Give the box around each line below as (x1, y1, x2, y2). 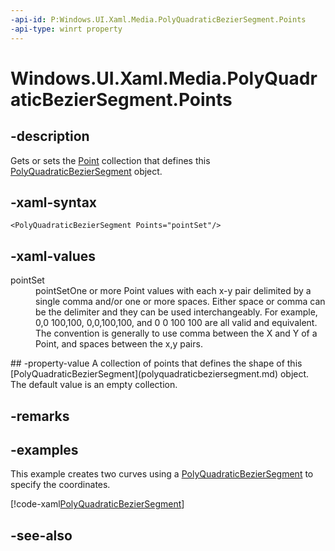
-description (10, 128, 90, 145)
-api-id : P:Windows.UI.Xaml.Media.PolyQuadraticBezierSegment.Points (10, 14, 307, 25)
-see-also (10, 527, 73, 544)
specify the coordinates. (10, 479, 111, 491)
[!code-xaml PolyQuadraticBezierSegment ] (10, 498, 185, 510)
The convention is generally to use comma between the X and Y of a (35, 327, 318, 340)
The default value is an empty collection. (10, 379, 178, 391)
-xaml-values (10, 247, 96, 265)
